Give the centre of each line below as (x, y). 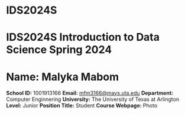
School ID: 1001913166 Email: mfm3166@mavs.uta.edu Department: (90, 93)
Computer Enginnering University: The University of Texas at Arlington (92, 99)
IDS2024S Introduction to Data (83, 37)
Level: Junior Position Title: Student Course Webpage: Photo (82, 106)
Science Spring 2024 (59, 50)
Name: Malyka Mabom (63, 77)
